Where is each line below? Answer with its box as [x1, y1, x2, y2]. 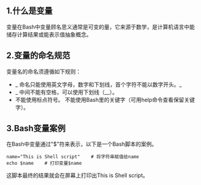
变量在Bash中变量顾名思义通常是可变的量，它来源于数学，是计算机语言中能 [6, 23, 195, 31]
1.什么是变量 [6, 5, 53, 16]
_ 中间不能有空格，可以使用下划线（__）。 [15, 88, 118, 96]
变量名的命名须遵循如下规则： [6, 68, 81, 75]
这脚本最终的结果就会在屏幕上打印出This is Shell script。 [6, 172, 149, 179]
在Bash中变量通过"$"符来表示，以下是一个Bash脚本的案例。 [6, 140, 157, 148]
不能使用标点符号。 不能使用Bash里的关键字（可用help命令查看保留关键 [15, 96, 195, 103]
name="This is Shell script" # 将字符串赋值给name [6, 154, 139, 160]
